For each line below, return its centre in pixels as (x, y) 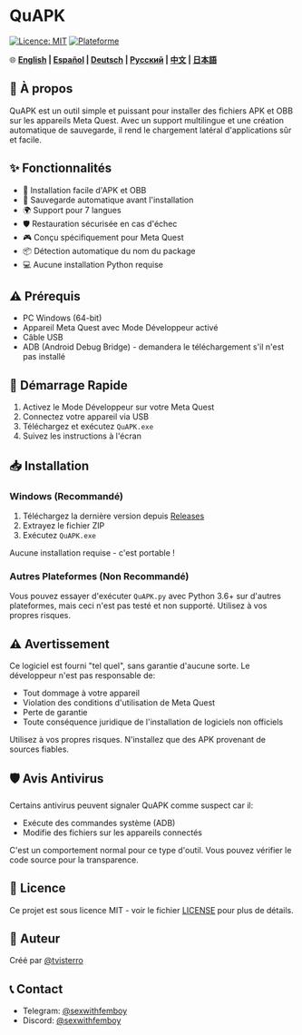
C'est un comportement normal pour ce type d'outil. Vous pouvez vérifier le (151, 850)
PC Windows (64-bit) (62, 318)
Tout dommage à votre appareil (81, 693)
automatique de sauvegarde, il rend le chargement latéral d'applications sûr (151, 130)
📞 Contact (36, 989)
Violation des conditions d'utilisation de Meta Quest (119, 702)
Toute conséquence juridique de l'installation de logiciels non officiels (153, 722)
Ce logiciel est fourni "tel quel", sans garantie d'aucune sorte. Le (130, 665)
